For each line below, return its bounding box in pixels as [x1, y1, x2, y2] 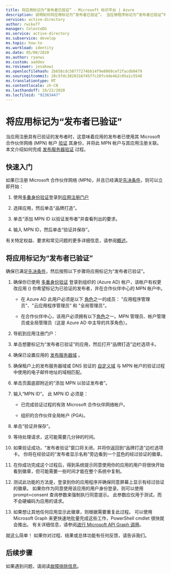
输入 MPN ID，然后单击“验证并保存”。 [13, 227, 93, 233]
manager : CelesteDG [6, 26, 47, 31]
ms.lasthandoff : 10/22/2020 [6, 87, 65, 93]
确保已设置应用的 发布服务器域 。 [13, 352, 83, 358]
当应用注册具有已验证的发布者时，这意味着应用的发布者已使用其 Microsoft [6, 134, 160, 140]
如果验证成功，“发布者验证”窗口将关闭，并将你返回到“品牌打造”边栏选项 [13, 444, 164, 451]
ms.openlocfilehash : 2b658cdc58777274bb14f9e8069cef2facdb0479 [6, 69, 143, 74]
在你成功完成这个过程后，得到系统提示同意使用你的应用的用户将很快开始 [13, 462, 164, 468]
